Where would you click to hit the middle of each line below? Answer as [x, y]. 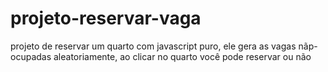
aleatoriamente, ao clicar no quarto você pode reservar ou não [182, 56]
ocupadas [31, 56]
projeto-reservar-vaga [106, 18]
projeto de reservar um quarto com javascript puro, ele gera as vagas [153, 46]
